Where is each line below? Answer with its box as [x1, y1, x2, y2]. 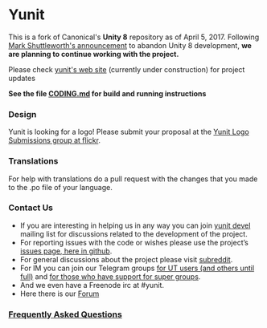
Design [8, 108, 37, 119]
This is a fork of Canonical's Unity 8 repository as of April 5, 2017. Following [8, 32, 260, 42]
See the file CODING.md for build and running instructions [8, 88, 207, 98]
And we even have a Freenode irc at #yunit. [19, 280, 165, 290]
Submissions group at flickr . [8, 136, 101, 145]
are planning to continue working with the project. [8, 49, 179, 59]
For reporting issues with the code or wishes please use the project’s [19, 237, 249, 247]
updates [8, 73, 36, 83]
